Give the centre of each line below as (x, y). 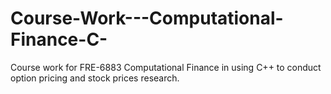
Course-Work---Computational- (147, 18)
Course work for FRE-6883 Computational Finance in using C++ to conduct (166, 67)
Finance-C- (59, 39)
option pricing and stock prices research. (95, 78)
